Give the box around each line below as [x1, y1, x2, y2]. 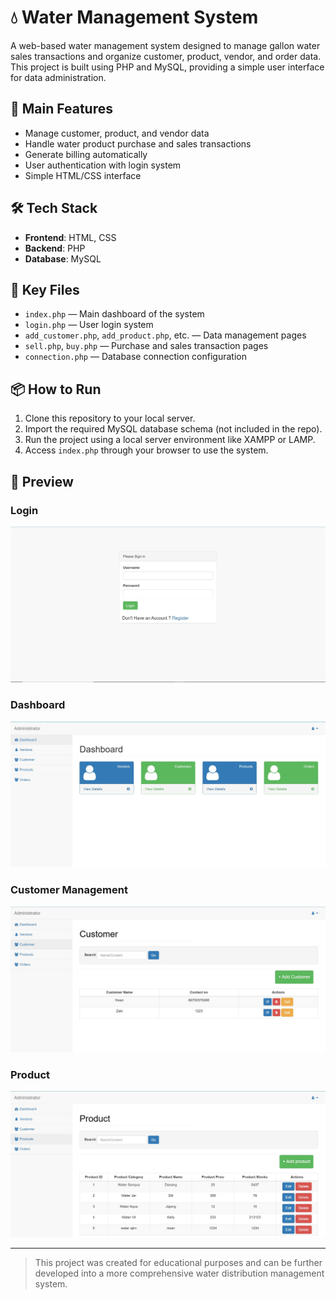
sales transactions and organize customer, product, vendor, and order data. [10, 50, 322, 62]
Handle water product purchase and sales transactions [24, 137, 252, 150]
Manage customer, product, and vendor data [24, 127, 210, 139]
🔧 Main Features [10, 101, 113, 118]
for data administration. [10, 71, 107, 83]
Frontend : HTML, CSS [24, 231, 117, 243]
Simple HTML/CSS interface [24, 169, 142, 181]
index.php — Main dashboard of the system [24, 308, 205, 320]
